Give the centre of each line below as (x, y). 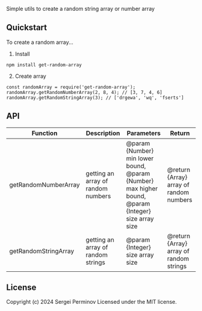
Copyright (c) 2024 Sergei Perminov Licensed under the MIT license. (92, 302)
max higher (142, 188)
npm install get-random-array (44, 65)
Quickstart (27, 27)
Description (103, 133)
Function (44, 133)
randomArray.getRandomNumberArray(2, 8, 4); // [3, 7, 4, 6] (84, 92)
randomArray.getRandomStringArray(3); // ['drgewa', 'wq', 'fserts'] (95, 98)
